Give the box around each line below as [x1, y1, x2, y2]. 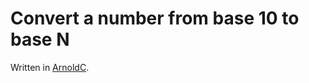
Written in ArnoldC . [10, 61, 90, 73]
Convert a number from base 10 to [10, 7, 300, 30]
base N [10, 28, 70, 51]
